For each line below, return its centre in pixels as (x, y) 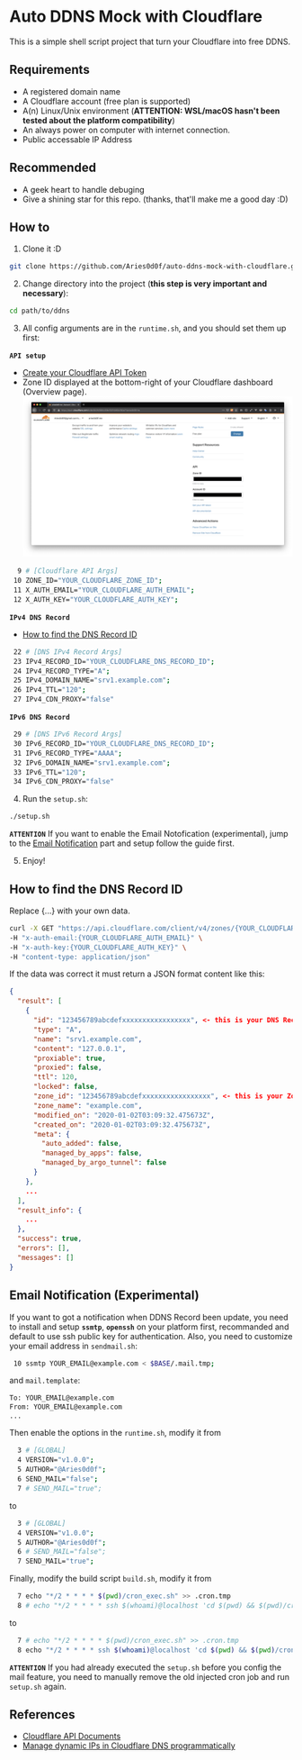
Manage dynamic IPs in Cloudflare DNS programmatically (129, 1746)
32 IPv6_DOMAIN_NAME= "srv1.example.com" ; (92, 763)
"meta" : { (51, 1134)
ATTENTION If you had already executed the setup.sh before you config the (145, 1667)
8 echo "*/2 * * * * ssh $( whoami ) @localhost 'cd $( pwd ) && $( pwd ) (147, 1650)
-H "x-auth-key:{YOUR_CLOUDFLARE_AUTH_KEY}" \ (98, 948)
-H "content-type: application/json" (80, 957)
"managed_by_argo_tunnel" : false (104, 1163)
